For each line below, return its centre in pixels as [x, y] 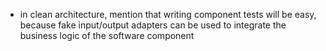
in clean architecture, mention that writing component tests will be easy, [168, 14]
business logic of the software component [107, 35]
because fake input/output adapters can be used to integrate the [153, 25]
